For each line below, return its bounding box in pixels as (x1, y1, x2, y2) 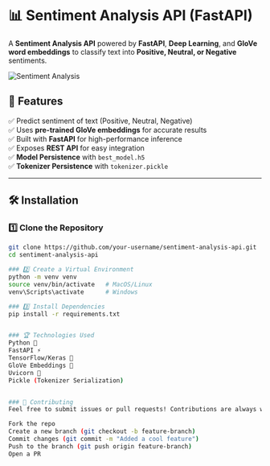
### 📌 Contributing (8, 398, 74, 406)
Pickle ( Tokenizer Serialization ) (8, 376, 125, 385)
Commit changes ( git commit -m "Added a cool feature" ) (8, 435, 199, 443)
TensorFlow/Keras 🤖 (8, 354, 74, 362)
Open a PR (8, 450, 42, 458)
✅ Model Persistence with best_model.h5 (8, 152, 145, 162)
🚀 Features (8, 94, 63, 109)
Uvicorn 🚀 (8, 369, 42, 377)
